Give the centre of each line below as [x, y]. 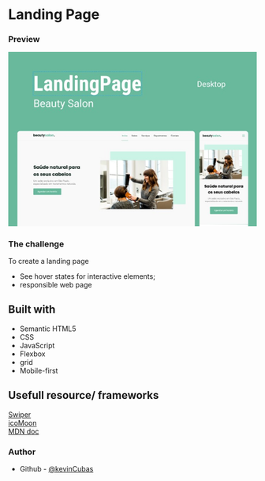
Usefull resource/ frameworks [84, 395]
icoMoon [22, 423]
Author [22, 452]
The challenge [36, 244]
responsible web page [56, 285]
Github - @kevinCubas [56, 468]
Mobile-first [39, 370]
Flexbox [32, 354]
